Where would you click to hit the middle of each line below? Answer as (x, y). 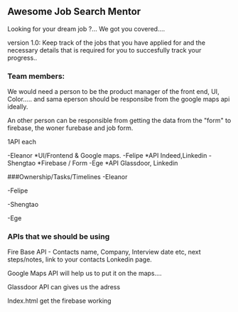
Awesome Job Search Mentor (74, 12)
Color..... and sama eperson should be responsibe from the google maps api (119, 99)
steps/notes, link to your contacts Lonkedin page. (80, 259)
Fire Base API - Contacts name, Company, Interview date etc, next (104, 252)
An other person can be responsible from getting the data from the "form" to (119, 121)
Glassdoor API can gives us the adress (64, 287)
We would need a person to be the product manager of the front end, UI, (113, 92)
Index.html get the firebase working (59, 301)
